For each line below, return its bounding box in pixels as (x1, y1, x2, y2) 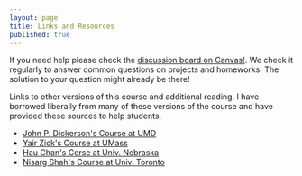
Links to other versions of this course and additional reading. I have (9, 91, 260, 102)
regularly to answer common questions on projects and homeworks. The (9, 64, 279, 75)
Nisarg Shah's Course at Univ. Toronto (22, 157, 165, 168)
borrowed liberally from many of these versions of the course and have (9, 101, 273, 112)
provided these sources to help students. (9, 110, 162, 122)
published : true (9, 30, 70, 39)
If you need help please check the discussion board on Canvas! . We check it (9, 55, 294, 66)
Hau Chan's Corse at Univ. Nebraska (22, 147, 160, 158)
